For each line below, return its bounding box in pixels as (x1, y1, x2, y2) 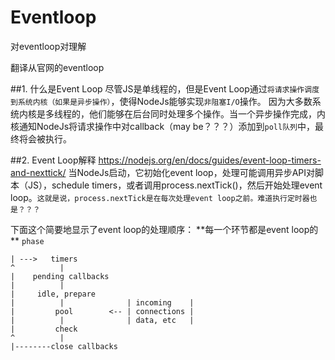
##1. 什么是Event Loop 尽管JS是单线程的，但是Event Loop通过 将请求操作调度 (10, 82, 320, 95)
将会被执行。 (18, 132, 72, 145)
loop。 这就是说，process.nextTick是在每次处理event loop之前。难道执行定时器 (10, 191, 310, 203)
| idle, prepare (10, 289, 97, 299)
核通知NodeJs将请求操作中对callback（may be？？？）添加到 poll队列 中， (10, 120, 315, 132)
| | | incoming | (10, 297, 195, 308)
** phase (10, 234, 45, 246)
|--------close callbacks (10, 341, 118, 351)
